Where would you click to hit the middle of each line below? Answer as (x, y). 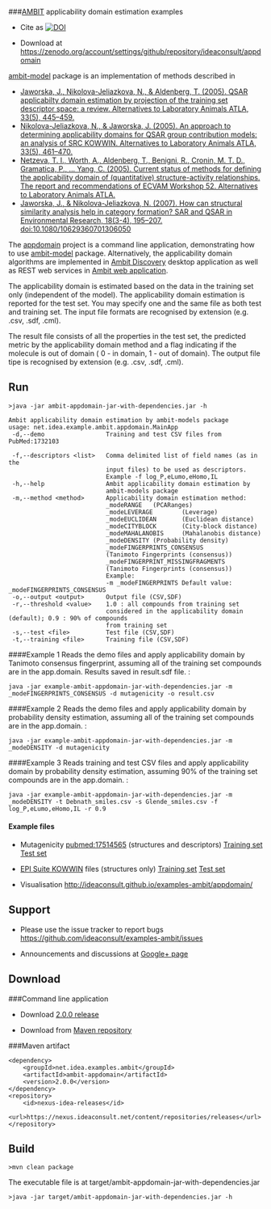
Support (29, 910)
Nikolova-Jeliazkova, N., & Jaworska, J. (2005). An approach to (125, 126)
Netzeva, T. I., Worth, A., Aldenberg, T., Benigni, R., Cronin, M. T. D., (133, 160)
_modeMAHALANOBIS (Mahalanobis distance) (184, 533)
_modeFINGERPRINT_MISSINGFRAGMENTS (166, 561)
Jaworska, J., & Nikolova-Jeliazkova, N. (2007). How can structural (131, 203)
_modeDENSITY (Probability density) (167, 540)
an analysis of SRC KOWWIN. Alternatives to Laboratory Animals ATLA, (138, 143)
